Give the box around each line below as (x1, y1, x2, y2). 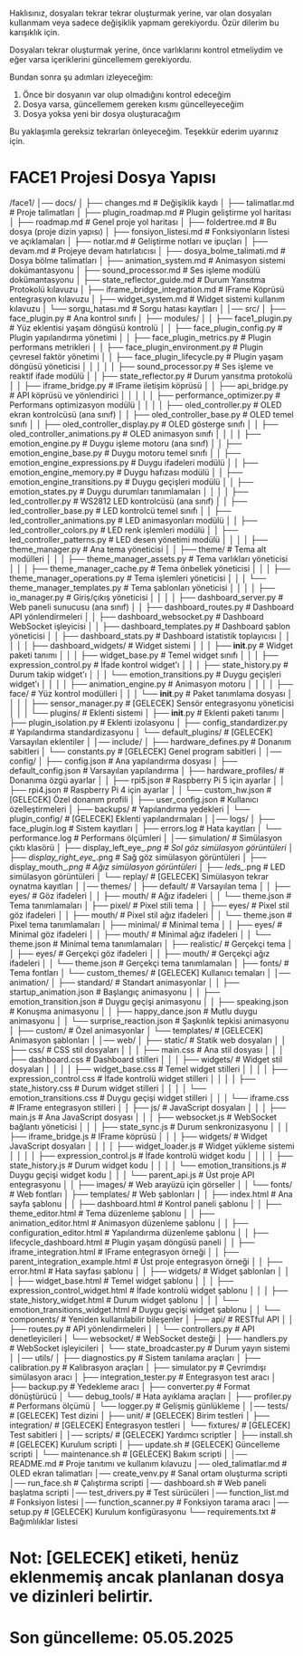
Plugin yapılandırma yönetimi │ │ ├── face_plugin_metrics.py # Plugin (9, 332, 271, 342)
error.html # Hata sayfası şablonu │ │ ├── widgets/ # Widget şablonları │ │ (9, 1266, 290, 1276)
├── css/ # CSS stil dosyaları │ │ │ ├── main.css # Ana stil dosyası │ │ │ (9, 1044, 285, 1054)
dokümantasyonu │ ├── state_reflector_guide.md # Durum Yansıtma (9, 274, 266, 284)
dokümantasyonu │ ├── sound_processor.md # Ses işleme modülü (9, 265, 260, 275)
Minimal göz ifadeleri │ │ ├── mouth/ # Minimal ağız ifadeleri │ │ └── (9, 929, 271, 939)
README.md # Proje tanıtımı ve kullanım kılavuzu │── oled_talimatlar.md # (9, 1458, 288, 1468)
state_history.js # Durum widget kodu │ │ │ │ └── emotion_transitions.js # (9, 1160, 287, 1170)
